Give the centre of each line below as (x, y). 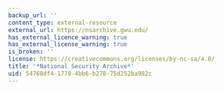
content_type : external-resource (63, 23)
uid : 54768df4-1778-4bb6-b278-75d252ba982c (80, 74)
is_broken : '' (31, 52)
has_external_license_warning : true (68, 45)
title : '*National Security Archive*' (71, 67)
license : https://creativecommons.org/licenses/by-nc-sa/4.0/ (111, 59)
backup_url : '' (33, 15)
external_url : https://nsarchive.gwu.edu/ (78, 30)
